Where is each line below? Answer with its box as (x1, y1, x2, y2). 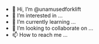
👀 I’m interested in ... (11, 12, 63, 19)
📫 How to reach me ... (11, 32, 68, 38)
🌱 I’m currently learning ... (11, 18, 76, 25)
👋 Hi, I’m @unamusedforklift (11, 6, 82, 12)
